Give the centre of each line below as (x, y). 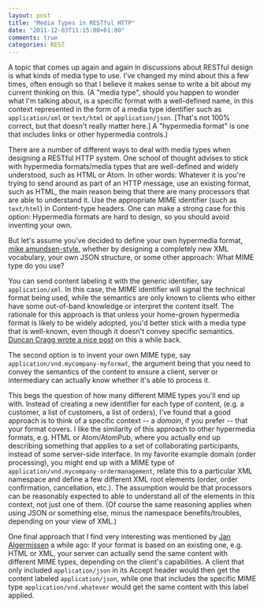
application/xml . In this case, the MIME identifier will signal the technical (127, 290)
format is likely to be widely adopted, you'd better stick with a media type (127, 323)
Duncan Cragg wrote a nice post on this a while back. (95, 340)
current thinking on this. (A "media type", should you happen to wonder (124, 92)
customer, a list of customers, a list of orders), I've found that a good (119, 412)
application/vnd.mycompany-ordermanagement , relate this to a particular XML (130, 471)
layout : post (30, 15)
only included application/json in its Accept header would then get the (124, 570)
